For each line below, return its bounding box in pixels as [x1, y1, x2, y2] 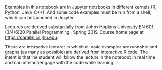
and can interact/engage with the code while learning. [5, 60, 115, 65]
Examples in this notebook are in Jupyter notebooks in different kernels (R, [5, 4, 157, 10]
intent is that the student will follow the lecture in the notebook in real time [5, 54, 155, 60]
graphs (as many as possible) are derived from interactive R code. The [5, 49, 148, 55]
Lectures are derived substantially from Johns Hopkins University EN [5, 24, 145, 30]
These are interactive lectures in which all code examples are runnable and [5, 44, 158, 49]
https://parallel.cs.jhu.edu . [5, 34, 59, 40]
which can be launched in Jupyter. [5, 15, 75, 20]
